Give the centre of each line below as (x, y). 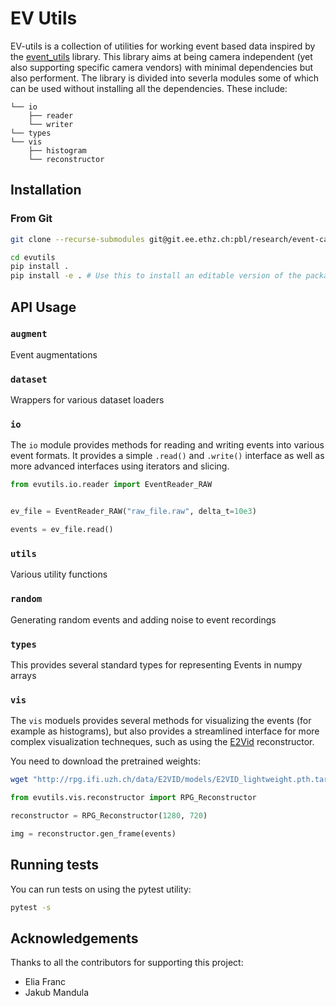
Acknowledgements (74, 938)
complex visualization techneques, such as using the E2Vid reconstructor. (162, 742)
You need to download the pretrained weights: (105, 761)
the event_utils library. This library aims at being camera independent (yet (161, 56)
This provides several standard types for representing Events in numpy (156, 664)
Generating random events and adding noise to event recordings (143, 619)
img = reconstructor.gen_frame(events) (93, 833)
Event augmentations (54, 354)
